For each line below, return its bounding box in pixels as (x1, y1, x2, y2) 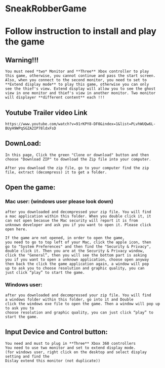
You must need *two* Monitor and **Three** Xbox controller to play (5, 69, 149, 74)
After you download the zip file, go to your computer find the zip (5, 165, 149, 170)
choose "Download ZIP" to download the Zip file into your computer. (5, 157, 152, 161)
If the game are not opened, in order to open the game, (5, 235, 125, 240)
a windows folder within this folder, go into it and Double (5, 297, 134, 302)
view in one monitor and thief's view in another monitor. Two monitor (5, 91, 156, 96)
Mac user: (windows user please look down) (5, 198, 114, 205)
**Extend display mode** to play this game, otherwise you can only (5, 82, 149, 87)
